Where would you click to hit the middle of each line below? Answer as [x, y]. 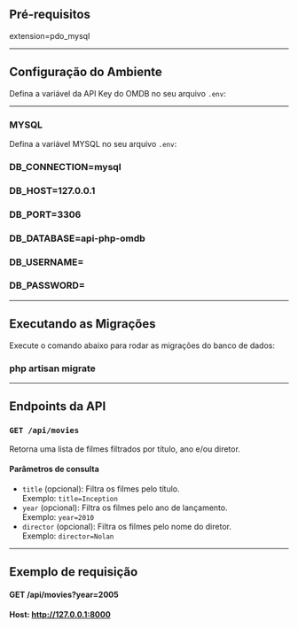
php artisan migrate [52, 368]
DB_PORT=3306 [45, 214]
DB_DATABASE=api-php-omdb [78, 238]
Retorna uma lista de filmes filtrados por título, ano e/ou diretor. [125, 449]
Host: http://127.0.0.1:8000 [60, 615]
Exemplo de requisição [74, 572]
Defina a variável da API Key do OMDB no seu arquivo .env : [118, 93]
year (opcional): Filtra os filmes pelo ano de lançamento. [125, 508]
